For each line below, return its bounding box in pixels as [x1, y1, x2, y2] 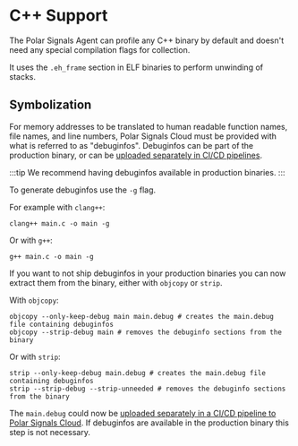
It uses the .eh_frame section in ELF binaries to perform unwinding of [9, 62, 264, 73]
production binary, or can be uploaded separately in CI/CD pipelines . [9, 150, 262, 160]
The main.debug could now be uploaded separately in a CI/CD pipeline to [9, 407, 277, 418]
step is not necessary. [9, 426, 91, 437]
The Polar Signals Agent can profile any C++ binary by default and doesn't [9, 35, 285, 46]
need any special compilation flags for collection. [9, 44, 191, 55]
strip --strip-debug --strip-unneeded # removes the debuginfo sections [9, 384, 286, 393]
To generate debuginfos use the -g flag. [9, 184, 157, 195]
